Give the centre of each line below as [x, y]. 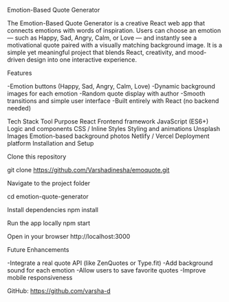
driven [16, 60]
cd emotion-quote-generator [48, 196]
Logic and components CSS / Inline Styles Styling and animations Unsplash [114, 129]
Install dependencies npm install [53, 210]
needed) [19, 108]
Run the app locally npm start [49, 223]
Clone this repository [37, 156]
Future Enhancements [38, 249]
